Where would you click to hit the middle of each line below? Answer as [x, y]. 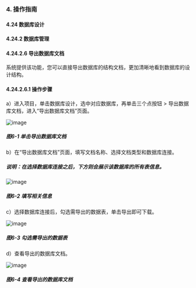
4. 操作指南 [22, 9]
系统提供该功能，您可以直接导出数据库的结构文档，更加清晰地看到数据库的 [95, 67]
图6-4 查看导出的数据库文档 [39, 279]
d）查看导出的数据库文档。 [38, 253]
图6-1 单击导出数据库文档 [36, 136]
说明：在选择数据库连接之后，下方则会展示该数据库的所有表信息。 [85, 167]
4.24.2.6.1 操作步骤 [29, 89]
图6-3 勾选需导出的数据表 [37, 238]
